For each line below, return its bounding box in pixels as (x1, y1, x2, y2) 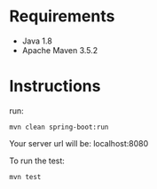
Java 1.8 (21, 35, 53, 46)
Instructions (9, 76, 101, 97)
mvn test (9, 172, 42, 181)
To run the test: (9, 155, 65, 166)
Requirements (9, 6, 115, 27)
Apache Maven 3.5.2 (21, 44, 98, 55)
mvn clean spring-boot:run (9, 122, 109, 131)
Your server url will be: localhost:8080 (9, 138, 149, 148)
